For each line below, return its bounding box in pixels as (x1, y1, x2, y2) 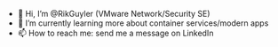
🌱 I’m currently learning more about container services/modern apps (17, 18, 269, 28)
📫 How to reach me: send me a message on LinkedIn (17, 27, 214, 38)
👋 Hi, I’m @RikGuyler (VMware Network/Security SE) (17, 9, 210, 19)
